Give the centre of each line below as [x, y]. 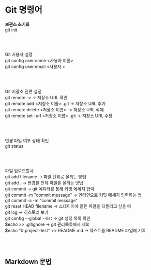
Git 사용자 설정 [19, 54]
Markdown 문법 [28, 262]
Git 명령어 [24, 10]
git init [11, 30]
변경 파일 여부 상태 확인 [27, 140]
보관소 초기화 [17, 24]
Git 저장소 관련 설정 [23, 91]
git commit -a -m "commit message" [41, 200]
